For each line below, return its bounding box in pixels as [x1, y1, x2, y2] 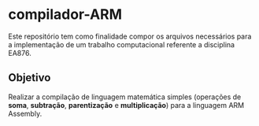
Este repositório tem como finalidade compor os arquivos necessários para [8, 31, 252, 41]
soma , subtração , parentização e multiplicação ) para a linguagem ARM [8, 100, 245, 109]
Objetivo [8, 71, 51, 84]
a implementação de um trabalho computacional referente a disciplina [8, 39, 235, 49]
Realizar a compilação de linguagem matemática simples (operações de [8, 92, 242, 102]
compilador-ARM [8, 6, 123, 24]
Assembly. [8, 109, 43, 118]
